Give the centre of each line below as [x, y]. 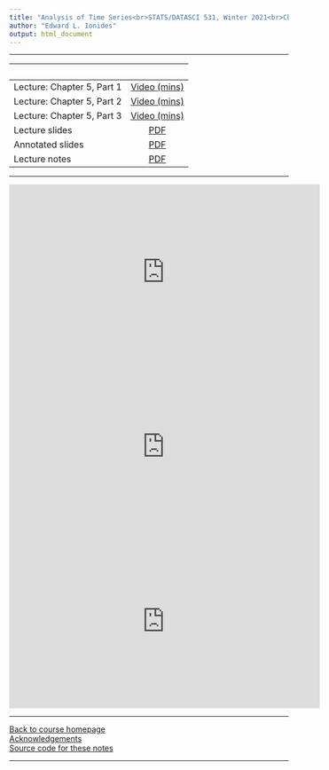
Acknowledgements [46, 739]
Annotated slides [49, 145]
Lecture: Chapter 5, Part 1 [68, 87]
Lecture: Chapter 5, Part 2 [68, 101]
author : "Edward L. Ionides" [63, 26]
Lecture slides [43, 130]
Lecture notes [43, 159]
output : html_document [51, 34]
